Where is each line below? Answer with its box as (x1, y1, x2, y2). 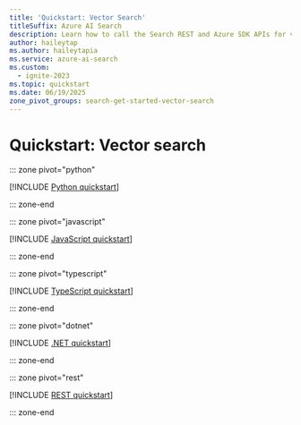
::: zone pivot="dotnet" (9, 320, 94, 331)
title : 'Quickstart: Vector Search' (9, 13, 146, 22)
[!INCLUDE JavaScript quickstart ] (9, 234, 133, 244)
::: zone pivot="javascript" (9, 217, 106, 227)
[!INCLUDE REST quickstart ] (9, 390, 114, 401)
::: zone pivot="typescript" (9, 268, 107, 279)
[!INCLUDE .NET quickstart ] (9, 337, 112, 349)
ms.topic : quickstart (9, 80, 90, 89)
